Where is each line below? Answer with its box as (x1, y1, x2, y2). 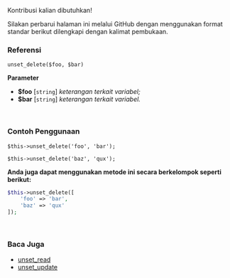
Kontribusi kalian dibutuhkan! (7, 6, 92, 14)
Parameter (7, 74, 39, 82)
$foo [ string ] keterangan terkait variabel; (17, 87, 141, 96)
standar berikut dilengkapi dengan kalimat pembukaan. (7, 28, 168, 36)
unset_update (17, 263, 58, 272)
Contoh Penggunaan (7, 127, 80, 137)
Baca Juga (7, 240, 45, 250)
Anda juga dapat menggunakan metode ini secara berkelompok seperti (7, 167, 221, 176)
